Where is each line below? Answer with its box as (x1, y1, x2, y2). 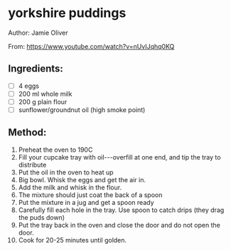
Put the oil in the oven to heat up (18, 168, 114, 177)
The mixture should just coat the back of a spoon (18, 190, 163, 199)
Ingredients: (8, 62, 63, 75)
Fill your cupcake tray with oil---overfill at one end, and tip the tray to (18, 152, 221, 161)
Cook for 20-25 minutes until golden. (18, 235, 127, 244)
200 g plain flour (18, 97, 68, 106)
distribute (18, 160, 47, 169)
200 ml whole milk (18, 89, 72, 98)
